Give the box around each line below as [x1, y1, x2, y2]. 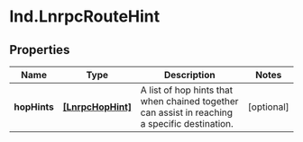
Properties [9, 42, 70, 58]
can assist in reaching [140, 106, 233, 119]
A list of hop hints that [140, 84, 233, 96]
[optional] [247, 101, 289, 113]
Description [163, 69, 216, 81]
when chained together [140, 95, 239, 107]
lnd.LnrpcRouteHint [9, 6, 161, 27]
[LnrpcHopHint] [62, 101, 133, 113]
